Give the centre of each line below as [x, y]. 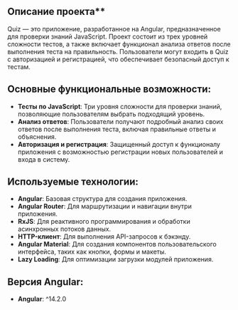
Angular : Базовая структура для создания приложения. [102, 199]
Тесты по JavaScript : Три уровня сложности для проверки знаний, [120, 106]
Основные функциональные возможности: [109, 89]
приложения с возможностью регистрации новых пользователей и [120, 152]
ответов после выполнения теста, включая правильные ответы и [117, 129]
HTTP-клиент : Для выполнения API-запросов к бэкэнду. [104, 237]
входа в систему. [44, 159]
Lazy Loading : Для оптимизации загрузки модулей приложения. [115, 259]
